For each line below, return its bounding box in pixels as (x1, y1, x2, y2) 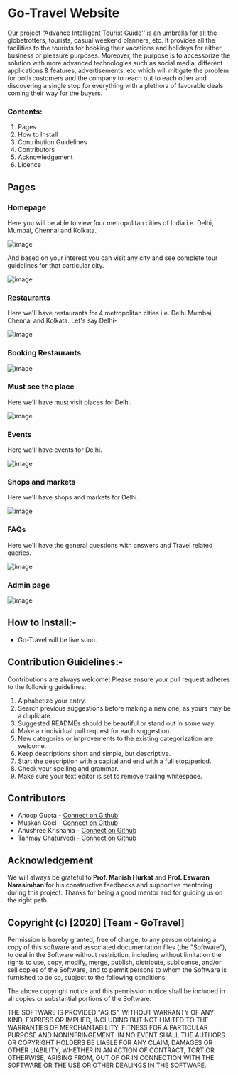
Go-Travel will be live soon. (17, 635, 97, 644)
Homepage (7, 202, 46, 212)
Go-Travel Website (7, 5, 120, 21)
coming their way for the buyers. (7, 89, 103, 97)
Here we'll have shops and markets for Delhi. (7, 493, 139, 502)
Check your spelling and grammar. (17, 764, 119, 772)
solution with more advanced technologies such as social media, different (7, 58, 223, 67)
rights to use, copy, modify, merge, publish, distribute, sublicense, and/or (7, 958, 222, 967)
